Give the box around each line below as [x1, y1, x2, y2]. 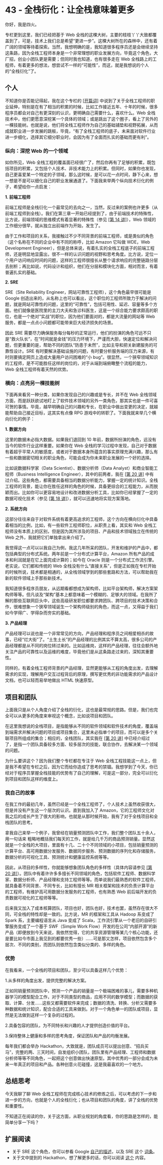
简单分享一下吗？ [5, 1119, 39, 1125]
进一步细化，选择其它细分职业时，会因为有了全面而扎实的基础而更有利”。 [5, 134, 152, 140]
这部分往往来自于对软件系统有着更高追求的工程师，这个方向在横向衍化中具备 [5, 516, 158, 522]
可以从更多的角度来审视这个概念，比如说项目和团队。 [9, 713, 115, 719]
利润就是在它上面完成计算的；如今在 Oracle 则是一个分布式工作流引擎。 [13, 557, 157, 563]
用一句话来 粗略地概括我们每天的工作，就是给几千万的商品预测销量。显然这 [5, 836, 155, 842]
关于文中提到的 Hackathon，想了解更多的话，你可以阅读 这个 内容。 [12, 1155, 148, 1161]
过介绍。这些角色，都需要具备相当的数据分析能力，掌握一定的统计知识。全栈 [5, 477, 158, 483]
